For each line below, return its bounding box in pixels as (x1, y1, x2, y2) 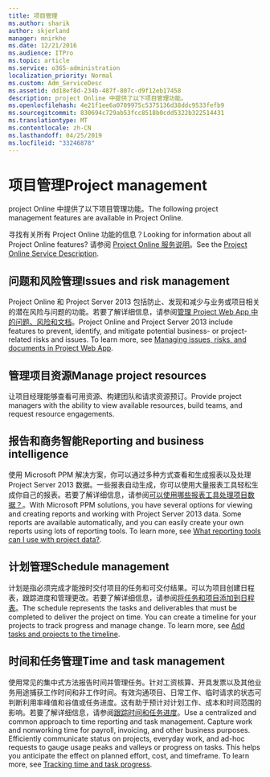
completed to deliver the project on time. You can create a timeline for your (8, 612, 257, 622)
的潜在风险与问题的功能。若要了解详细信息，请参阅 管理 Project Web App (8, 307, 249, 317)
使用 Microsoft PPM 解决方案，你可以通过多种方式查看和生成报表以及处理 (8, 470, 252, 479)
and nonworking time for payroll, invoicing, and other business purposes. (8, 725, 251, 734)
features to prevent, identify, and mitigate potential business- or (8, 327, 219, 336)
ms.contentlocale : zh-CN (8, 124, 92, 132)
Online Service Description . (8, 249, 99, 258)
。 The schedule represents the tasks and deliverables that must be (15, 602, 237, 612)
